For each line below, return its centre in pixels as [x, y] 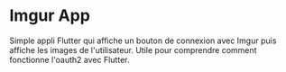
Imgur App [50, 16]
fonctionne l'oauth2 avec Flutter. [69, 59]
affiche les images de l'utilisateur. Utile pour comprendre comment [133, 49]
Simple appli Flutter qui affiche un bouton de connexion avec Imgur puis [143, 40]
